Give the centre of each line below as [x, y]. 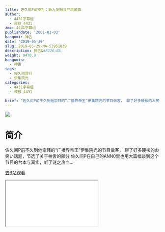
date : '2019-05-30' [25, 42]
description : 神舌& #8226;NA [33, 51]
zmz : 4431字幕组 [21, 28]
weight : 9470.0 [21, 55]
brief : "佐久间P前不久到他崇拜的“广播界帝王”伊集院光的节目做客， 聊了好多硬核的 [79, 101]
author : [13, 14]
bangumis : [15, 60]
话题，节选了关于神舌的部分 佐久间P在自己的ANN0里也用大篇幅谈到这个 [86, 156]
